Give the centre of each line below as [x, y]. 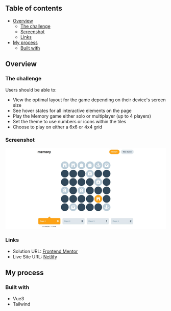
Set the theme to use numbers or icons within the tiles [69, 121]
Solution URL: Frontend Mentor [45, 251]
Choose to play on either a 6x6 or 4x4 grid [57, 127]
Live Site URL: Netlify [35, 257]
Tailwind [21, 304]
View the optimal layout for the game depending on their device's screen [89, 100]
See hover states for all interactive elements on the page [72, 110]
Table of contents [34, 8]
